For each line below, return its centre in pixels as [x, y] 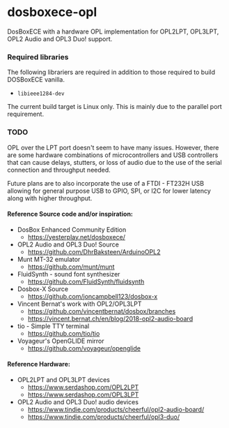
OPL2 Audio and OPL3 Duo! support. [60, 38]
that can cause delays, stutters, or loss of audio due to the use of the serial [114, 162]
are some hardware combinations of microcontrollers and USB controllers [113, 155]
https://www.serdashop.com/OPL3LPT [83, 394]
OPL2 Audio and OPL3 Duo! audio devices [78, 401]
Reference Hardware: [39, 364]
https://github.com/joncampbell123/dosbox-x [93, 296]
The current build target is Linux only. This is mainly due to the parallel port [115, 107]
